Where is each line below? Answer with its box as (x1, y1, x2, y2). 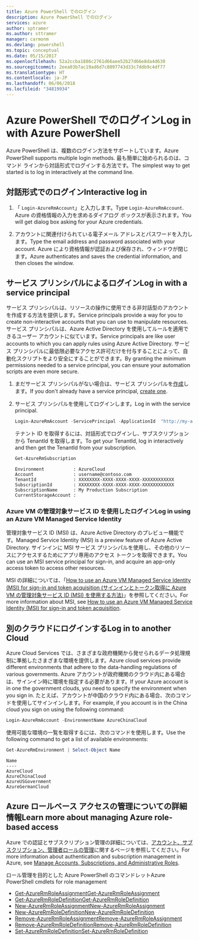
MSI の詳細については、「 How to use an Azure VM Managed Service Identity (6, 577, 191, 584)
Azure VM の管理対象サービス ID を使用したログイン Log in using (6, 507, 191, 516)
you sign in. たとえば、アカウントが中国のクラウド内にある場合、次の (6, 692, 176, 699)
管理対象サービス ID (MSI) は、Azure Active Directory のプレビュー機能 (6, 529, 179, 537)
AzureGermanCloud (6, 784, 49, 790)
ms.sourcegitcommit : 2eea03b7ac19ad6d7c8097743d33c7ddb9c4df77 (6, 64, 166, 70)
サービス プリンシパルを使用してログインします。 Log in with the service (14, 400, 191, 408)
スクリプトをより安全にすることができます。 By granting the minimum (16, 355, 187, 362)
